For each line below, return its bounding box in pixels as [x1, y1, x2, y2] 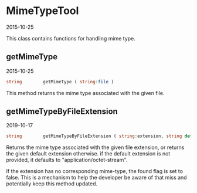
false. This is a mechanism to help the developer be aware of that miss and [6, 174, 187, 181]
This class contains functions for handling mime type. [6, 35, 136, 42]
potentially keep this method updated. [6, 180, 98, 187]
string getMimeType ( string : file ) [6, 79, 114, 84]
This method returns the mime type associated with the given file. [6, 89, 165, 96]
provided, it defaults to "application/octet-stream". [6, 157, 128, 164]
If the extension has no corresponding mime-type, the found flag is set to [6, 168, 184, 175]
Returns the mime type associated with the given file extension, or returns [6, 144, 185, 151]
